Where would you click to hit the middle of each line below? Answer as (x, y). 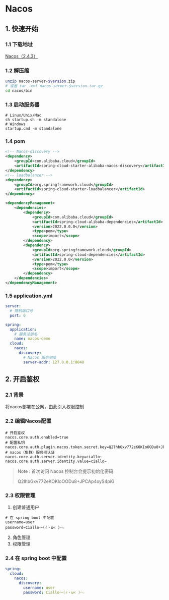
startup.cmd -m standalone (33, 129)
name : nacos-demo (32, 339)
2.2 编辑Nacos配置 (28, 421)
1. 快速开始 (22, 29)
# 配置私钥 (15, 443)
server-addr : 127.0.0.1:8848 (54, 362)
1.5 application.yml (29, 296)
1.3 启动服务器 (22, 104)
